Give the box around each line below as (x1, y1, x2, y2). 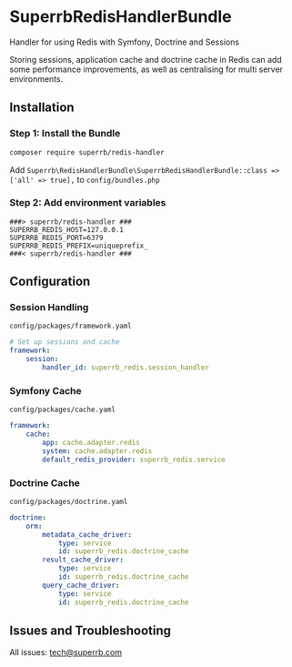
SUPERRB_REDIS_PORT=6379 (9, 233, 104, 242)
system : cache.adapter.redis (42, 446, 153, 456)
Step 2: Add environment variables (9, 197, 166, 209)
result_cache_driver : (42, 555, 125, 565)
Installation (9, 100, 75, 116)
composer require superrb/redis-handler (9, 147, 166, 157)
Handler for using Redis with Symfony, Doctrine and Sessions (9, 36, 239, 47)
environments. (9, 73, 64, 84)
